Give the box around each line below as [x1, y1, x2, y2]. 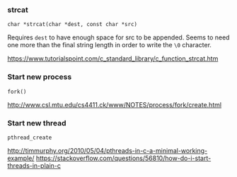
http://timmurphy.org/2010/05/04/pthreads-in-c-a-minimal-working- [7, 146, 208, 154]
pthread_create [7, 134, 52, 141]
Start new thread [7, 118, 67, 128]
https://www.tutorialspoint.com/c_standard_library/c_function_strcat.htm [7, 54, 219, 63]
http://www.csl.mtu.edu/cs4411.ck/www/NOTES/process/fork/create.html [7, 100, 221, 109]
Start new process [7, 72, 72, 82]
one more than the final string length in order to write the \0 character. [7, 41, 212, 49]
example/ [7, 154, 35, 162]
